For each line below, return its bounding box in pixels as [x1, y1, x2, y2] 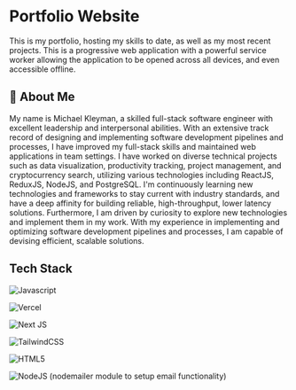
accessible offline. [9, 64, 76, 74]
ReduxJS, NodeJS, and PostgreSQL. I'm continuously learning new [9, 179, 253, 190]
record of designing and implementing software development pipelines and [9, 131, 284, 143]
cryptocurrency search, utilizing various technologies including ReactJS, [9, 169, 275, 180]
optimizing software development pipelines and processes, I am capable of [9, 226, 284, 237]
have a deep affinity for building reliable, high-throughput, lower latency [9, 198, 272, 208]
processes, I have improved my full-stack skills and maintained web [9, 141, 257, 152]
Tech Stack [9, 261, 73, 277]
